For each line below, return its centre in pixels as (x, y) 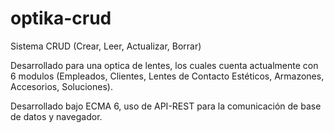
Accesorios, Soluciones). (61, 86)
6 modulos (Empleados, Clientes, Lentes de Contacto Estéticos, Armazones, (167, 76)
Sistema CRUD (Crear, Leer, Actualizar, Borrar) (106, 46)
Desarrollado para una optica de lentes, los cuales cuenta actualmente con (164, 65)
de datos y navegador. (56, 116)
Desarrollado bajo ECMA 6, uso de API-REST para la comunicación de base (166, 106)
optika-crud (61, 18)
